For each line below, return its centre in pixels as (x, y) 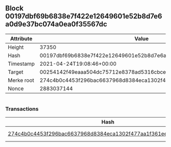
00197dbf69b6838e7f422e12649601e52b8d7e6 (84, 17)
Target (16, 72)
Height (16, 47)
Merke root (21, 80)
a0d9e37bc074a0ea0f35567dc (56, 24)
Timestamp (21, 64)
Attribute (21, 39)
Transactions (22, 109)
